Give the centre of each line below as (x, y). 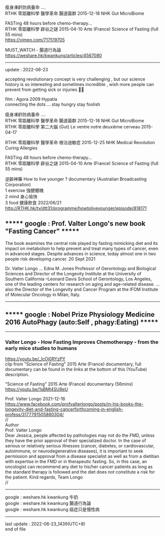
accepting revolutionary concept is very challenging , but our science (75, 79)
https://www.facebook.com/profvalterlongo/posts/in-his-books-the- (74, 404)
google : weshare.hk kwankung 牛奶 (42, 497)
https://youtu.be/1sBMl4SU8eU (37, 389)
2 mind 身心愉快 (21, 196)
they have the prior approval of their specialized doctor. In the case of (76, 440)
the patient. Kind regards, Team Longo (44, 477)
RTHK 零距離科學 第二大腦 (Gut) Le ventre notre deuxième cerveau (73, 127)
